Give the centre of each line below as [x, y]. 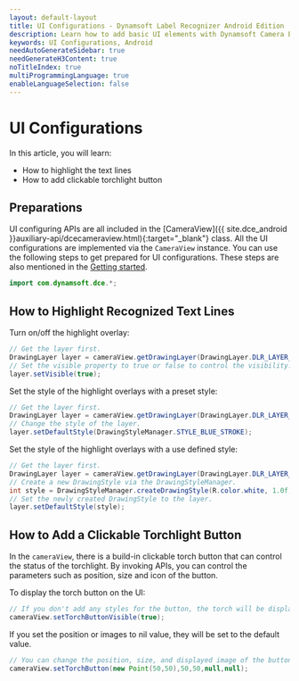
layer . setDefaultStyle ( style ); [67, 507]
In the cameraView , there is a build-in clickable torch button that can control [145, 556]
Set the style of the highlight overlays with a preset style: [113, 391]
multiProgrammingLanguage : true [69, 76]
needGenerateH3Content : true [63, 59]
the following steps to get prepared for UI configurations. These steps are [144, 257]
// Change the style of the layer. [75, 424]
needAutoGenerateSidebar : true [67, 51]
